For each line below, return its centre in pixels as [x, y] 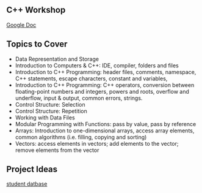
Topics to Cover [37, 44]
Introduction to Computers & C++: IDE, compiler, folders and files [97, 65]
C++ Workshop [36, 10]
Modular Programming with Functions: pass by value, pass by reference [106, 124]
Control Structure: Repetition [51, 111]
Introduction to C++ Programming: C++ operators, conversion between [105, 85]
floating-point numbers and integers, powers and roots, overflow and [102, 91]
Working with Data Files [45, 117]
